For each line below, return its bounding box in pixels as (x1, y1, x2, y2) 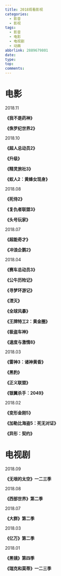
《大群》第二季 (5, 515, 35, 521)
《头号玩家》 (5, 216, 30, 222)
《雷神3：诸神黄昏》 (5, 359, 46, 365)
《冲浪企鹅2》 (5, 247, 33, 252)
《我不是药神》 (5, 115, 35, 121)
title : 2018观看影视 (5, 7, 43, 12)
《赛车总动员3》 (5, 267, 37, 272)
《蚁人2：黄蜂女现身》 (5, 176, 50, 182)
